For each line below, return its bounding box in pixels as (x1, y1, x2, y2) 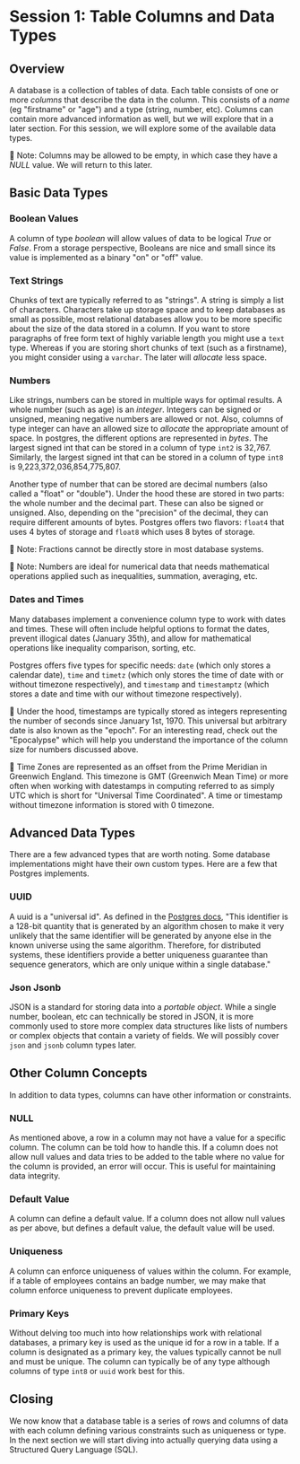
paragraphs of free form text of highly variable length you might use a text (9, 332, 285, 343)
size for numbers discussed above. (9, 743, 139, 755)
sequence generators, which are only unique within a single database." (9, 959, 271, 969)
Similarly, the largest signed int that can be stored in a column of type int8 (9, 451, 284, 463)
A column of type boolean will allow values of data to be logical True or (9, 232, 271, 243)
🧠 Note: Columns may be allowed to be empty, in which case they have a (9, 150, 278, 161)
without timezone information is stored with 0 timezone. (9, 799, 215, 810)
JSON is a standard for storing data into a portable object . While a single (9, 1001, 277, 1012)
